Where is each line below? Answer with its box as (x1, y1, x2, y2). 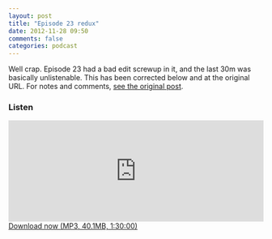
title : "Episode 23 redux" (8, 19, 100, 28)
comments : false (8, 34, 63, 43)
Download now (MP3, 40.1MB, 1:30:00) (8, 221, 138, 231)
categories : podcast (8, 42, 79, 50)
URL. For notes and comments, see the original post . (8, 82, 184, 92)
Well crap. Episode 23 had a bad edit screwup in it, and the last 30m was (8, 64, 252, 74)
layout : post (8, 11, 53, 20)
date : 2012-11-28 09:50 (8, 27, 89, 35)
